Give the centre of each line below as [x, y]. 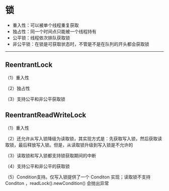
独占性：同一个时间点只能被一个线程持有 [54, 31]
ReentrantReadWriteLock [46, 115]
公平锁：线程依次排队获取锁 [41, 38]
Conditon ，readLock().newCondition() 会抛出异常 [57, 183]
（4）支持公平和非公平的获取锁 [38, 166]
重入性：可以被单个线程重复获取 [46, 25]
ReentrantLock [29, 65]
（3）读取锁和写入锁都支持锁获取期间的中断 [51, 155]
